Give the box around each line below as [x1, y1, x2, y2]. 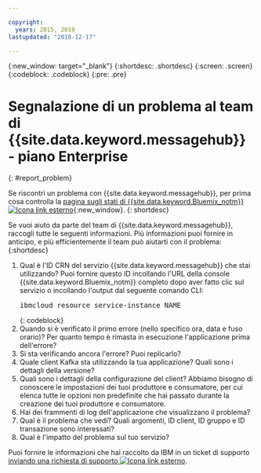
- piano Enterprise [8, 147, 129, 165]
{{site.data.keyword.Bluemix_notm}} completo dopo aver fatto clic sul [19, 277, 245, 287]
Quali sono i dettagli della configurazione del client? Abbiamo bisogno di [19, 374, 253, 383]
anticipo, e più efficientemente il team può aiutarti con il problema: [8, 237, 222, 247]
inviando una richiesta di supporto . [8, 456, 188, 466]
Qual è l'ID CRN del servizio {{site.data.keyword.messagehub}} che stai [19, 261, 251, 270]
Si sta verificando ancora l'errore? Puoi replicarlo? [19, 349, 182, 358]
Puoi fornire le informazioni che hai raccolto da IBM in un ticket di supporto [8, 448, 250, 457]
